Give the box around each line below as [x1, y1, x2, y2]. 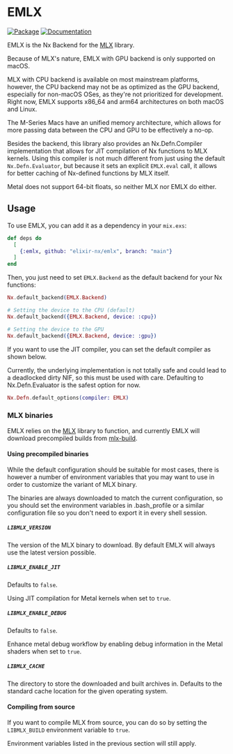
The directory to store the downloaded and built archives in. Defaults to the [7, 679, 223, 688]
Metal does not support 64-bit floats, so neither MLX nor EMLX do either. [7, 182, 217, 190]
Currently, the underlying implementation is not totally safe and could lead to [7, 365, 227, 374]
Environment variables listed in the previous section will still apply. [7, 739, 197, 747]
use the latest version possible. [7, 548, 97, 557]
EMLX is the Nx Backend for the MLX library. [7, 40, 135, 49]
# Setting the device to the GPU [7, 326, 104, 333]
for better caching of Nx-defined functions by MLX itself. [7, 169, 170, 177]
